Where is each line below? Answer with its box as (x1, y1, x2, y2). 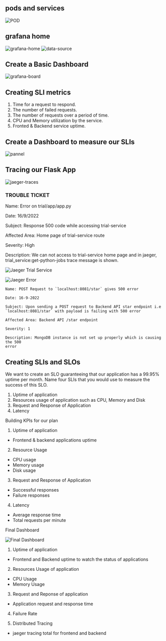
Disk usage (12, 467, 36, 473)
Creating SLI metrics (5, 88, 71, 96)
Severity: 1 (5, 327, 30, 332)
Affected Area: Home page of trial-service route (5, 232, 105, 239)
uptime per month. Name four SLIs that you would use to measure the (5, 376, 150, 383)
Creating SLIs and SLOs (5, 358, 81, 366)
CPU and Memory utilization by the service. (12, 118, 103, 124)
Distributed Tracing (12, 620, 53, 626)
